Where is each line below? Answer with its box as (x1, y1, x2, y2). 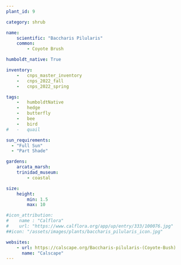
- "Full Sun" (11, 143, 43, 149)
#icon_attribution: (6, 212, 54, 218)
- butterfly (16, 111, 51, 116)
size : (6, 185, 19, 191)
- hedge (16, 105, 41, 111)
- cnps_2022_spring (16, 83, 69, 90)
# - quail (6, 126, 41, 132)
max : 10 (27, 202, 46, 208)
